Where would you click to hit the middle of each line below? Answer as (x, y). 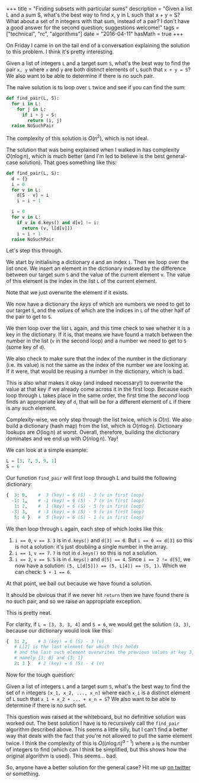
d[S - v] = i (33, 196)
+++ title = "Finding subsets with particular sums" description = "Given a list (99, 9)
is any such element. (31, 408)
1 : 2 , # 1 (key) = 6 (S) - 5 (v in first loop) (79, 506)
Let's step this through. (34, 251)
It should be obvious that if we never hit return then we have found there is (98, 595)
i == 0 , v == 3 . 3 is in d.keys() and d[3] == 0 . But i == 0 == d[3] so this (103, 540)
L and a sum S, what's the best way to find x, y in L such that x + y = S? (93, 15)
